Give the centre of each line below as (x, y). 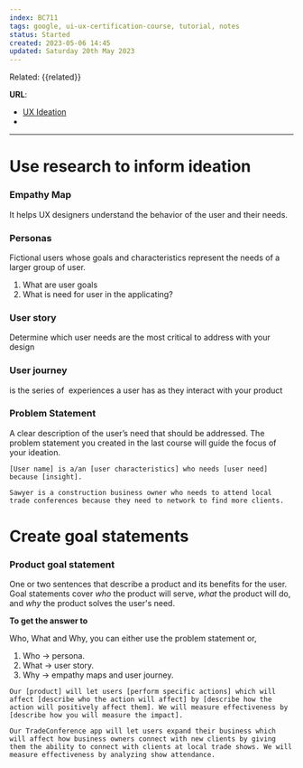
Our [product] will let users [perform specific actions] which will (143, 692)
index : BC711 (34, 18)
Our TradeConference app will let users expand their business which (143, 731)
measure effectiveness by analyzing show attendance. (113, 755)
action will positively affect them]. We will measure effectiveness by (149, 707)
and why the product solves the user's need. (92, 604)
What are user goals (60, 285)
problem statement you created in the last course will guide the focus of (143, 443)
